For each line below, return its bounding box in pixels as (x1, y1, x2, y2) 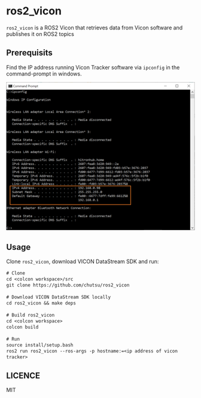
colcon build (6, 324, 39, 330)
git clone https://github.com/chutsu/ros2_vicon (6, 282, 130, 288)
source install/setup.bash (6, 342, 74, 348)
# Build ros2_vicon (6, 312, 55, 318)
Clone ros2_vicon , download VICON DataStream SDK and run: (6, 258, 159, 265)
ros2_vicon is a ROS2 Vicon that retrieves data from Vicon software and (6, 24, 183, 31)
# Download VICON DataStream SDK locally (6, 294, 111, 300)
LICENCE (6, 370, 41, 381)
